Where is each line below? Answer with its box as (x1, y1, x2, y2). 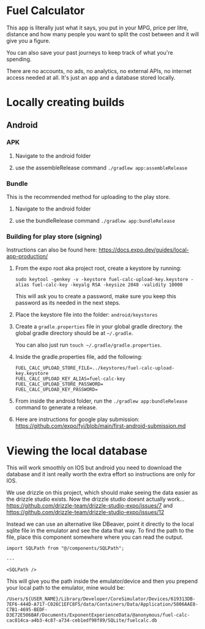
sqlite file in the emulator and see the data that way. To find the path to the (6, 527, 194, 534)
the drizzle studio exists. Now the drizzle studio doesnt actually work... (6, 495, 185, 503)
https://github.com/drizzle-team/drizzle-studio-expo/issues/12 (6, 509, 165, 516)
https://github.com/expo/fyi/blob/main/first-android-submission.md (15, 422, 186, 430)
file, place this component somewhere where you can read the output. (6, 533, 184, 541)
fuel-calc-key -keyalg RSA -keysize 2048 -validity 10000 (31, 282, 183, 288)
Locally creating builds (6, 96, 125, 109)
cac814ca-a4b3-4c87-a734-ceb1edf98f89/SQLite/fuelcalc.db (6, 617, 157, 623)
